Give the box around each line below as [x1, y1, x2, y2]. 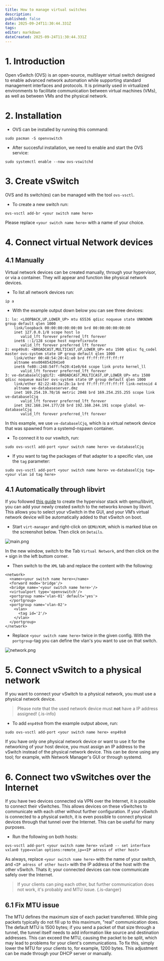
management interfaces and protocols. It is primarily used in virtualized [5, 82, 149, 88]
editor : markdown [5, 30, 41, 35]
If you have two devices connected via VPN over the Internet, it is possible [5, 798, 156, 804]
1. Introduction [5, 56, 65, 67]
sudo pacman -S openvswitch [5, 136, 63, 141]
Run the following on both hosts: [12, 834, 78, 840]
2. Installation [5, 110, 62, 121]
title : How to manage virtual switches [5, 7, 87, 12]
